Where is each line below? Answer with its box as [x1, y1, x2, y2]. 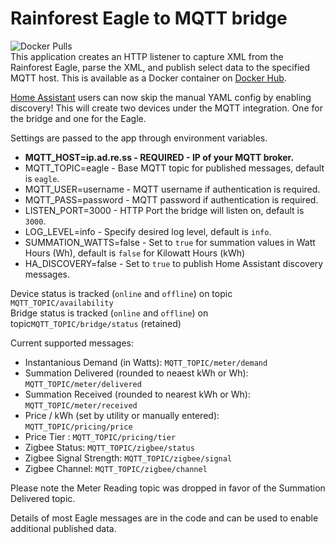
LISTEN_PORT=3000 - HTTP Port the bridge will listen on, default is [24, 204, 305, 216]
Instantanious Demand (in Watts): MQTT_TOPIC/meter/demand [24, 356, 268, 368]
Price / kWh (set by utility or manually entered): [24, 409, 220, 421]
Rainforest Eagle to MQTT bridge [10, 7, 288, 30]
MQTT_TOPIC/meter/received [24, 400, 138, 411]
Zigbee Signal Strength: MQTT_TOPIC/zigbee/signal [24, 452, 233, 464]
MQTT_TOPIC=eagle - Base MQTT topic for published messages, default [24, 162, 325, 174]
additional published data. [10, 522, 117, 534]
